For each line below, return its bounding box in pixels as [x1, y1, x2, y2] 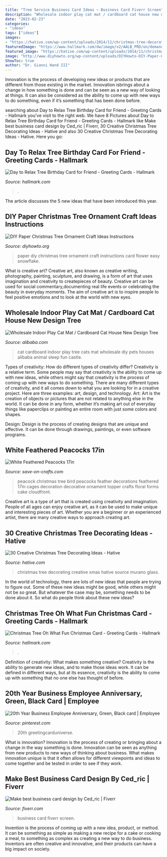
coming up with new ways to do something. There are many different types [5, 379, 159, 386]
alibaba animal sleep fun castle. [17, 354, 83, 360]
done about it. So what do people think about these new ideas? [5, 595, 134, 601]
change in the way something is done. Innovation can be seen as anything [5, 745, 157, 750]
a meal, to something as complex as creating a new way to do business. [5, 835, 153, 841]
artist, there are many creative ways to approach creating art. [5, 515, 131, 521]
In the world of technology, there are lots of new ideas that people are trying [5, 579, 162, 585]
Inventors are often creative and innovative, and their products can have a [5, 841, 157, 847]
